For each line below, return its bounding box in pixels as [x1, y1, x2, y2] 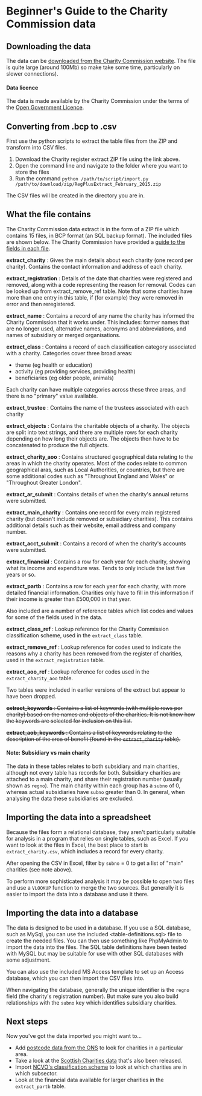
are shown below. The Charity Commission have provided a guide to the [6, 238, 186, 246]
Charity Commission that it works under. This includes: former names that [6, 318, 189, 326]
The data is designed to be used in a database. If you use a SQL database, [6, 924, 191, 931]
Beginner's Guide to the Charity [6, 4, 168, 18]
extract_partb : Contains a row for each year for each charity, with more [6, 582, 186, 589]
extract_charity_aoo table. [6, 674, 74, 681]
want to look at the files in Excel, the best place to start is [6, 841, 148, 848]
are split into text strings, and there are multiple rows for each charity [6, 428, 178, 436]
